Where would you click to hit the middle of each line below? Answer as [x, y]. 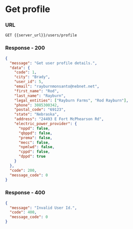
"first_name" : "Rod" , [36, 91]
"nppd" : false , [34, 128]
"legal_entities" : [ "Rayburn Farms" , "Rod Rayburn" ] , [71, 100]
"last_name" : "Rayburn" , [40, 96]
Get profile [28, 9]
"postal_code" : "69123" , [40, 110]
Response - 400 [25, 193]
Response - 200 [25, 48]
